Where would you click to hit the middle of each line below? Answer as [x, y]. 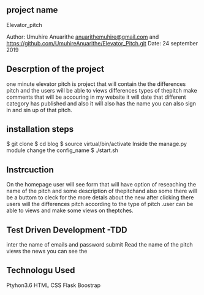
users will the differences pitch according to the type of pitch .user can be [100, 204]
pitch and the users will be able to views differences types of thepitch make [102, 90]
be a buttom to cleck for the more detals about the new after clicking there [100, 197]
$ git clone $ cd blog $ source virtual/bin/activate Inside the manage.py [96, 144]
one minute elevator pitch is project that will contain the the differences [96, 84]
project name [32, 10]
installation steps [40, 129]
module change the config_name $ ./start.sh [62, 150]
